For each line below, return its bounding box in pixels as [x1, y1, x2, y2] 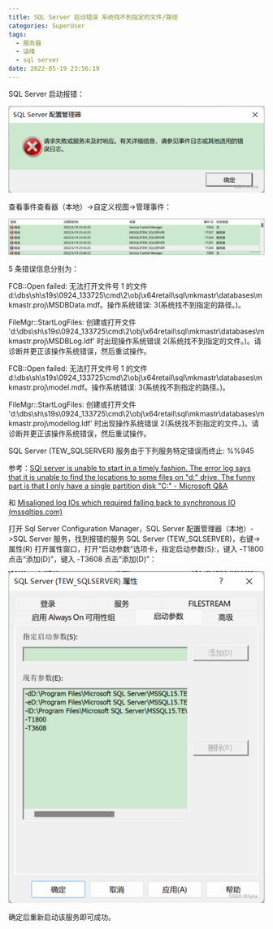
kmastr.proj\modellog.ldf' [8, 419, 93, 429]
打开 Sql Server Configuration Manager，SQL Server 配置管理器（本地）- [8, 524, 254, 534]
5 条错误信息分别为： [8, 264, 80, 274]
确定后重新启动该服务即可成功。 [8, 912, 115, 922]
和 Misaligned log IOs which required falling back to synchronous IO [8, 498, 236, 508]
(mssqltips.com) [8, 507, 63, 517]
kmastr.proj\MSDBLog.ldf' [8, 336, 95, 346]
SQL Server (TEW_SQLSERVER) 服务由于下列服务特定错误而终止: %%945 [8, 446, 254, 456]
